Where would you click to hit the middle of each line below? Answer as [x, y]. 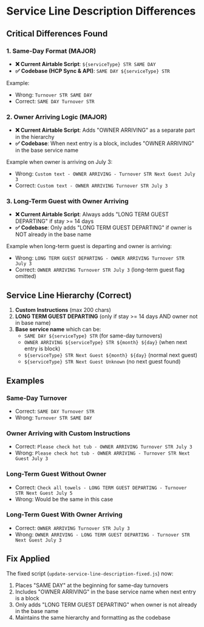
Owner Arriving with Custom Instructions [68, 433]
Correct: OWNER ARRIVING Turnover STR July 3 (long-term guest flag [100, 270]
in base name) [33, 323]
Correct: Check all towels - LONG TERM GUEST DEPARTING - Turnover [101, 487]
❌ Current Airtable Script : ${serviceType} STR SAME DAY [85, 64]
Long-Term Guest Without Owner [56, 474]
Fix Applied [28, 559]
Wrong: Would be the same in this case [64, 499]
